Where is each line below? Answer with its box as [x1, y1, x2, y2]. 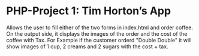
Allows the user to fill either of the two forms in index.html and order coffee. [6, 24, 194, 31]
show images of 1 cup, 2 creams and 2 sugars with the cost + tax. [6, 43, 169, 50]
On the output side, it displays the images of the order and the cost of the [6, 30, 188, 37]
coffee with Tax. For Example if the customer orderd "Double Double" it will [6, 36, 192, 43]
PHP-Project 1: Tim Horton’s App [6, 4, 171, 18]
